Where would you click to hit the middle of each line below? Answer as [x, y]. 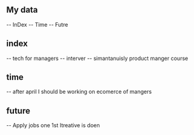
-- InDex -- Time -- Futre [37, 24]
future [18, 110]
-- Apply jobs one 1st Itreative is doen [53, 125]
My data [22, 10]
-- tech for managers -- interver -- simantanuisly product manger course [97, 58]
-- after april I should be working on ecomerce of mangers [79, 92]
